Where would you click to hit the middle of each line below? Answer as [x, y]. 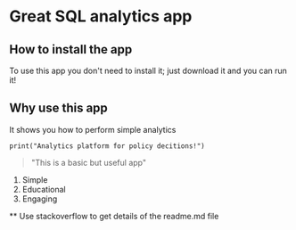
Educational [44, 189]
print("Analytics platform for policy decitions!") [107, 146]
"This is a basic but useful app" [89, 162]
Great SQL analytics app [101, 16]
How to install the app [71, 49]
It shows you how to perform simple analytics [93, 129]
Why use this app [59, 108]
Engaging [40, 199]
